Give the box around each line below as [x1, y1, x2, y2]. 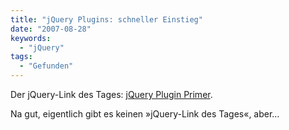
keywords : [10, 33, 52, 43]
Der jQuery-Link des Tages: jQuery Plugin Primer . [10, 89, 213, 100]
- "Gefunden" [19, 61, 74, 71]
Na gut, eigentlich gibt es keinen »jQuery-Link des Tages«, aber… [10, 108, 280, 120]
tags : [10, 52, 33, 62]
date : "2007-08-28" [10, 24, 92, 34]
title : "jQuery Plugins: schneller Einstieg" [10, 14, 203, 25]
